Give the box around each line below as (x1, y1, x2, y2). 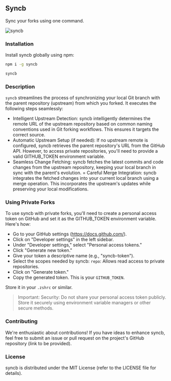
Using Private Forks (5, 199, 55, 206)
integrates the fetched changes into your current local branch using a (12, 175, 159, 181)
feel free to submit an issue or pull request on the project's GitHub (5, 335, 144, 341)
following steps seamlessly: (5, 106, 64, 112)
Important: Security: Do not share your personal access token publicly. (17, 294, 166, 300)
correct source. (12, 132, 45, 138)
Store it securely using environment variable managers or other (17, 300, 151, 306)
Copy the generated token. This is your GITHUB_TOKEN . (12, 274, 125, 280)
